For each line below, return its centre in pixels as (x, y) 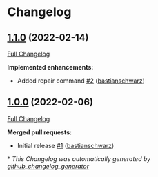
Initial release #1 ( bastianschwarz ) (66, 145)
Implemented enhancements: (50, 67)
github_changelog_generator (48, 166)
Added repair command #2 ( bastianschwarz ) (81, 81)
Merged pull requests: (40, 132)
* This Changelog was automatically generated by (79, 158)
